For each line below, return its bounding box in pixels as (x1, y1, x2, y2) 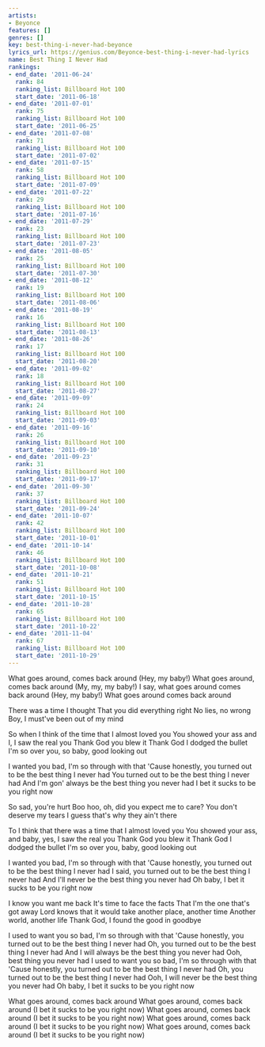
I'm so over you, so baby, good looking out (8, 745, 148, 756)
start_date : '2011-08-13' (15, 328, 101, 336)
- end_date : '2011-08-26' (8, 336, 93, 343)
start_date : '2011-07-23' (15, 240, 101, 248)
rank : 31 (15, 461, 44, 468)
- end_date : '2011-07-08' (8, 129, 93, 137)
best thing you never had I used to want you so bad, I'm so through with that (8, 955, 257, 965)
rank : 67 (15, 637, 44, 645)
